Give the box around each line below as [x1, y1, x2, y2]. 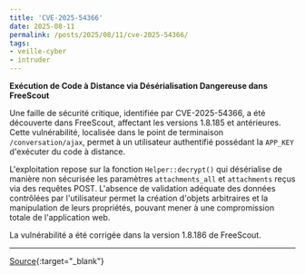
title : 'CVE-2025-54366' [9, 13, 103, 23]
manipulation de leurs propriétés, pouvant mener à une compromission [9, 202, 275, 213]
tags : [9, 38, 30, 48]
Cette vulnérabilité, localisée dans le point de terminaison [9, 127, 224, 137]
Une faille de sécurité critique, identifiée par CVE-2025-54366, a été [9, 108, 266, 118]
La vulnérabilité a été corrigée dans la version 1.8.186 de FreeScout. [9, 230, 261, 241]
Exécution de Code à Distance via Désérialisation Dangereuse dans [9, 81, 268, 91]
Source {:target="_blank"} [9, 256, 104, 266]
